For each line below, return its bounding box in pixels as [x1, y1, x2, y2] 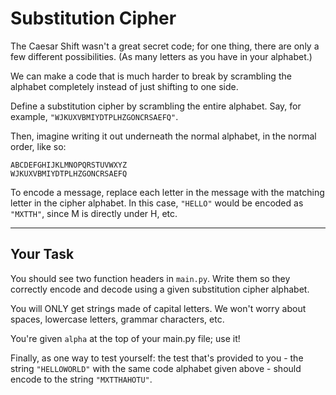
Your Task [10, 246, 75, 263]
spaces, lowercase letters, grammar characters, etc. [10, 313, 225, 325]
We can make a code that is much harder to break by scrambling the [10, 70, 292, 82]
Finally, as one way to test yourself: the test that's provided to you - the [10, 352, 304, 364]
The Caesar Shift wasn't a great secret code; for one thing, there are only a [10, 40, 320, 52]
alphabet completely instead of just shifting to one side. [10, 80, 239, 92]
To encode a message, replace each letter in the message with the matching [10, 186, 325, 198]
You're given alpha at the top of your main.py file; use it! [10, 332, 241, 344]
